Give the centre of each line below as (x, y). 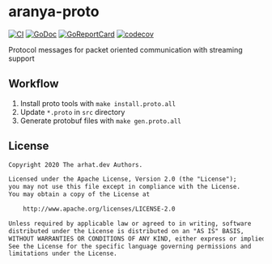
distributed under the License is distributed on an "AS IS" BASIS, (126, 231)
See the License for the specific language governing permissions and (130, 246)
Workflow (34, 84)
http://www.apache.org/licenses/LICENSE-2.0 (99, 209)
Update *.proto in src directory (72, 112)
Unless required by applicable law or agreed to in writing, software (130, 224)
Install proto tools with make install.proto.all (98, 103)
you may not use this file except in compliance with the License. (125, 187)
